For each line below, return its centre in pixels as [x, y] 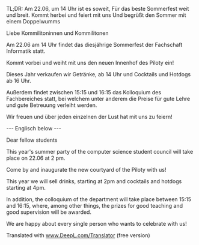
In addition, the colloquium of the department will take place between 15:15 [99, 199]
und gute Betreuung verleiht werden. [52, 105]
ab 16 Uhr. [19, 81]
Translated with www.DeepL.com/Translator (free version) [78, 235]
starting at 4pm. [26, 188]
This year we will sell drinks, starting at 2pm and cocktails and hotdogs [94, 181]
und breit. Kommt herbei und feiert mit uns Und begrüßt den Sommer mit [96, 15]
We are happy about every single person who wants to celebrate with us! [97, 224]
